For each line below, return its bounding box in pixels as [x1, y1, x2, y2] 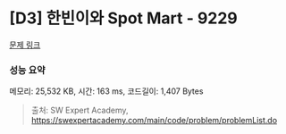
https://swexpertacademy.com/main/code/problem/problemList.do [30, 115, 278, 126]
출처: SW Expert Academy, [30, 105, 129, 116]
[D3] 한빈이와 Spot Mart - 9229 [9, 8, 239, 29]
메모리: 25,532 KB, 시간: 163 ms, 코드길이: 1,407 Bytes [9, 86, 204, 96]
